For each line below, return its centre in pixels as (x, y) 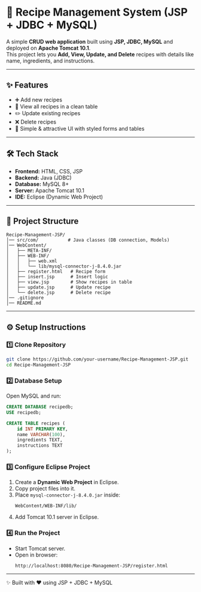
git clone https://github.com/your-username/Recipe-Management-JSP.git (97, 359)
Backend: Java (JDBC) (43, 178)
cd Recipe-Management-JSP (38, 365)
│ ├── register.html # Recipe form (56, 272)
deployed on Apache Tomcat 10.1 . (48, 48)
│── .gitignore (25, 298)
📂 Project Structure (42, 221)
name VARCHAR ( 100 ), (41, 434)
